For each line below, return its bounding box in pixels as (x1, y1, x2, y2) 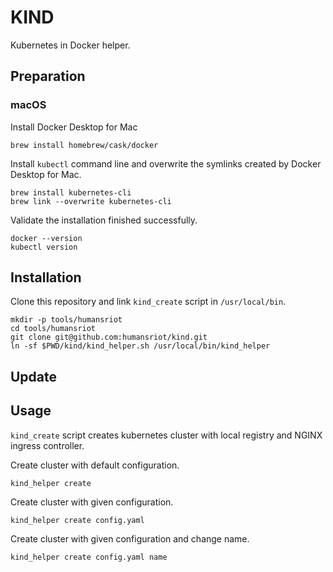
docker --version (10, 233, 83, 243)
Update (10, 368, 58, 385)
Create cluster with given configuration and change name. (10, 532, 250, 545)
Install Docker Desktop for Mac (10, 121, 138, 133)
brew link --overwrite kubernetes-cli (10, 196, 172, 206)
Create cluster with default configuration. (10, 459, 180, 471)
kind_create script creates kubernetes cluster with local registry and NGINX (10, 429, 323, 441)
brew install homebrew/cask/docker (10, 140, 159, 150)
